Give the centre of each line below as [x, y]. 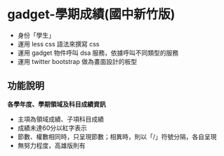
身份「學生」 [36, 35]
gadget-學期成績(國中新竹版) [91, 14]
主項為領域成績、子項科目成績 [60, 119]
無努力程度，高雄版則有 [51, 145]
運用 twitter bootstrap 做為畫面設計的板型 [77, 61]
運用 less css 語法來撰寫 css [58, 44]
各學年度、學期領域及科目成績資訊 [57, 104]
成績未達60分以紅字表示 [52, 128]
